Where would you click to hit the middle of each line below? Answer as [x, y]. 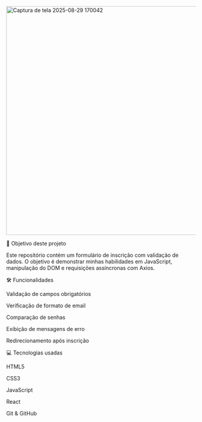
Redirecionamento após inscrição [47, 341]
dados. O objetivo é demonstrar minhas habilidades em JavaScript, [89, 261]
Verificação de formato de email [46, 306]
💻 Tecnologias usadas [35, 353]
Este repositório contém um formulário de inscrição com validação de [93, 255]
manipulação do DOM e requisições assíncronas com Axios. [81, 268]
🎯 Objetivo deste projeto [36, 243]
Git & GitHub [22, 413]
